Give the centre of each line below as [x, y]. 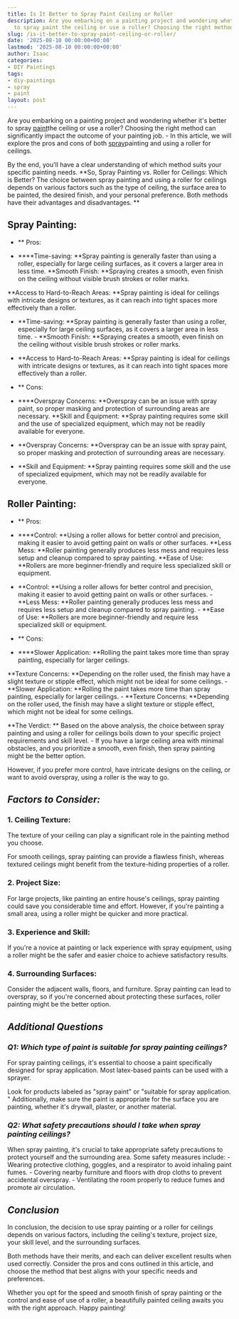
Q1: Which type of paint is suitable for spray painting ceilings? [117, 1047]
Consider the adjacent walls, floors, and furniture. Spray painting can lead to [119, 989]
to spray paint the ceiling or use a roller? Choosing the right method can [112, 128]
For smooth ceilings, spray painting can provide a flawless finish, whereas [116, 857]
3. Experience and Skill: [49, 932]
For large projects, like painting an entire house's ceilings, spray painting [113, 898]
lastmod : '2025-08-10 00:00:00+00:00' [65, 47]
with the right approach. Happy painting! [67, 1308]
